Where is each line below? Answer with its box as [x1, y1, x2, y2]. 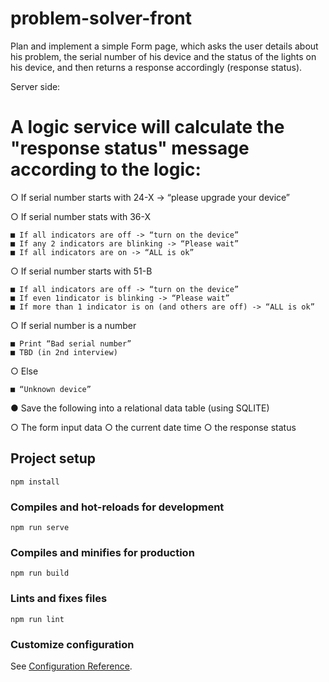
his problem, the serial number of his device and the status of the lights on [10, 50, 317, 62]
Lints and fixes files [10, 592, 108, 606]
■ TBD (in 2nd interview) [10, 347, 118, 357]
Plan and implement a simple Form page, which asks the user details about [10, 40, 319, 52]
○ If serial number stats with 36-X [10, 210, 152, 222]
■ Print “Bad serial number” [10, 338, 132, 349]
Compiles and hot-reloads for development [10, 500, 225, 514]
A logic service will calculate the [10, 116, 285, 139]
